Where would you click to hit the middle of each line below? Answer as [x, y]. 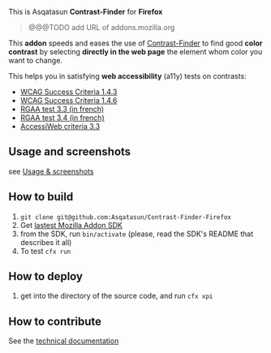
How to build [41, 197]
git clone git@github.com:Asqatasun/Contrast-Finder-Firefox [126, 217]
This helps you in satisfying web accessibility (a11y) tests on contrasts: [127, 76]
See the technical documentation [64, 341]
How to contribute [55, 321]
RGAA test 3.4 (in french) [62, 118]
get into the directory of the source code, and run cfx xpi [116, 296]
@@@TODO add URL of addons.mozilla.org [101, 27]
